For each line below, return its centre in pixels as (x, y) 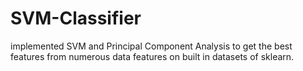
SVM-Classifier (76, 18)
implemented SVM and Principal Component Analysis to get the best (151, 46)
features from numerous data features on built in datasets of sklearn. (152, 56)
